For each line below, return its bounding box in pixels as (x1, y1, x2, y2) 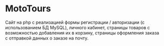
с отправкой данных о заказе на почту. (5, 35, 89, 41)
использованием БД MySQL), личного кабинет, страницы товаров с (5, 24, 150, 30)
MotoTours (5, 3, 51, 14)
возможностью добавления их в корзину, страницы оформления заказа (5, 30, 160, 36)
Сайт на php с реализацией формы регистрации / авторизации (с (5, 19, 145, 25)
